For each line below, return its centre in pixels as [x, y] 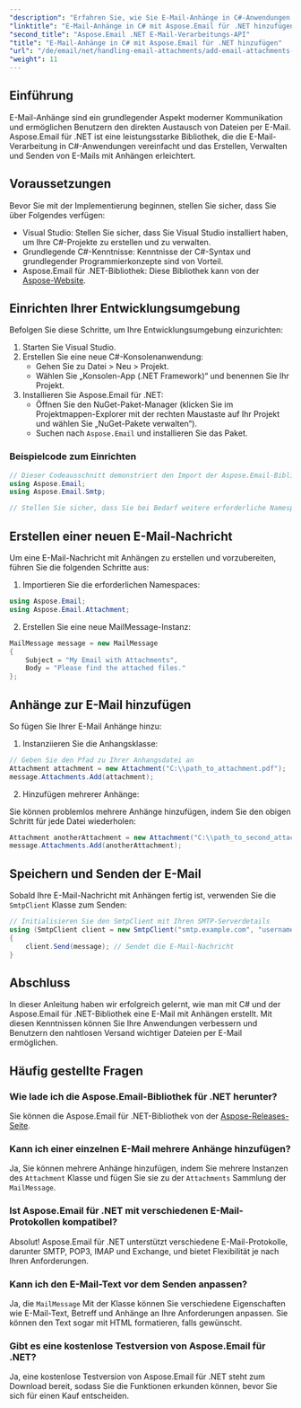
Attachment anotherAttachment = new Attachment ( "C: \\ [112, 837]
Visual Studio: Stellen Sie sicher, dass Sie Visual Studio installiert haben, [155, 232]
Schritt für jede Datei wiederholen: [73, 821]
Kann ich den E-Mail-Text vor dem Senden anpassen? [129, 1284]
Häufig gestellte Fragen [76, 1071]
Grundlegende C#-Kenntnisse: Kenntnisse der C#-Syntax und [136, 252]
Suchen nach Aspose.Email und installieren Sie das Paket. [142, 433]
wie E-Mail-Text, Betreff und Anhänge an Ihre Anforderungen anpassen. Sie [149, 1313]
